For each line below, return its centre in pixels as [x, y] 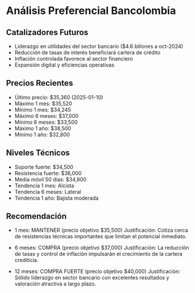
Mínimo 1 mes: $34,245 [43, 110]
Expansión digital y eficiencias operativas [65, 65]
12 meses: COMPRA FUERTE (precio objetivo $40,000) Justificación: [97, 271]
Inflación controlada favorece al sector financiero [74, 59]
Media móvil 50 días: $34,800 [50, 179]
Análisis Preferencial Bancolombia [91, 11]
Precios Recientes [40, 83]
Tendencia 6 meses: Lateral [48, 191]
